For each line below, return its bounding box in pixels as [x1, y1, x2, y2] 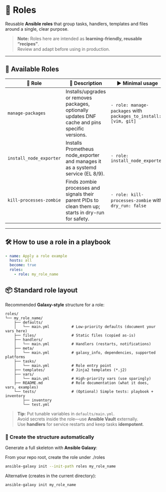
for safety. [65, 215, 90, 222]
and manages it [65, 158, 101, 164]
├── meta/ [14, 346, 35, 351]
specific [65, 125, 84, 132]
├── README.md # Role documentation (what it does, [14, 380, 149, 385]
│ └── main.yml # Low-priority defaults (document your [14, 324, 156, 329]
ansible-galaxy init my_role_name [5, 482, 77, 487]
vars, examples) [5, 385, 39, 390]
